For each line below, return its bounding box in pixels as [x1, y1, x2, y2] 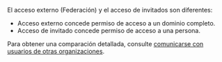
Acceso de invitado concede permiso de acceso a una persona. [17, 27, 200, 34]
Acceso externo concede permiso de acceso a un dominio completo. [17, 19, 216, 27]
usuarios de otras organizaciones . [7, 48, 105, 55]
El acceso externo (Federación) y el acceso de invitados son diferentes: [7, 6, 213, 14]
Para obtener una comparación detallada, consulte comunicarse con [7, 40, 204, 48]
